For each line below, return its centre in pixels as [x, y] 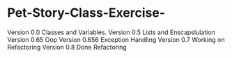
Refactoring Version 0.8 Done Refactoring [67, 47]
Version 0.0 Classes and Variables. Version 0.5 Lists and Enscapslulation [111, 32]
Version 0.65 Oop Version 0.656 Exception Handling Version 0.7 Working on [116, 39]
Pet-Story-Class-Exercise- [86, 13]
